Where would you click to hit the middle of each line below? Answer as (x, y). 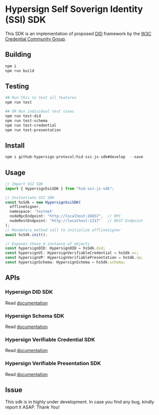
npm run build (20, 71)
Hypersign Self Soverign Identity (74, 9)
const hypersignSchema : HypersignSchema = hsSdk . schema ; (65, 262)
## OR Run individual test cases (40, 111)
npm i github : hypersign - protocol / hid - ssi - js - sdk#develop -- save (74, 157)
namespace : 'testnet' (32, 211)
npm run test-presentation (33, 130)
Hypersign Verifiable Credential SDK (50, 339)
